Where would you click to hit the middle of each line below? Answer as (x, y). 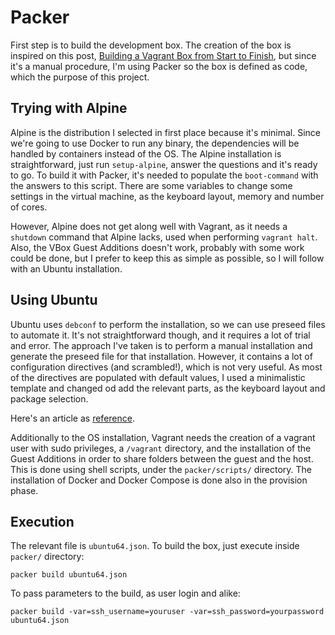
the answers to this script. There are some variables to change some (151, 185)
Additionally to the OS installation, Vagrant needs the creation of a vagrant (163, 437)
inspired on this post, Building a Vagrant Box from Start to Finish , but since (163, 55)
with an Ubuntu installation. (66, 268)
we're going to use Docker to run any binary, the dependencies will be (155, 143)
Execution (42, 521)
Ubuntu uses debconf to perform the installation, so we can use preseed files (168, 324)
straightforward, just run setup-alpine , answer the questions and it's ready (164, 164)
